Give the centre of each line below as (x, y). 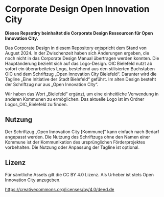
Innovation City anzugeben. (33, 180)
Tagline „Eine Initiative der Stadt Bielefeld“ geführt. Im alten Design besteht (81, 79)
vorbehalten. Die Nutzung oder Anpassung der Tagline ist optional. (72, 147)
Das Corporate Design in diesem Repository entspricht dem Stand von (76, 48)
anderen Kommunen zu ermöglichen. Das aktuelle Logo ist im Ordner (75, 99)
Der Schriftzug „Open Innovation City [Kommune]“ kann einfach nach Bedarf (82, 132)
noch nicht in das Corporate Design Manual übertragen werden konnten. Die (82, 58)
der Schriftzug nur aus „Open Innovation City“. (52, 84)
